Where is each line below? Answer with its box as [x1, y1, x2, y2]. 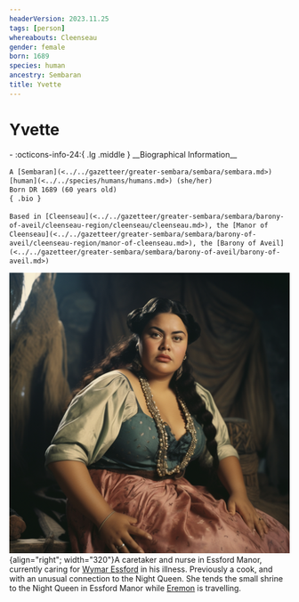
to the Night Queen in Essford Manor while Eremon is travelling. [9, 582, 242, 593]
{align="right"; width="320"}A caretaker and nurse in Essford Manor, [9, 554, 263, 565]
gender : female [9, 43, 66, 52]
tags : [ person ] [9, 23, 66, 33]
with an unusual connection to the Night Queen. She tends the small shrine [9, 573, 283, 583]
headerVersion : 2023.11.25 [9, 14, 109, 23]
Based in [9, 212, 42, 221]
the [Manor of [216, 221, 269, 230]
